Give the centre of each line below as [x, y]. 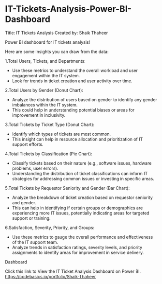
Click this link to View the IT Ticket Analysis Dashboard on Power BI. [73, 271]
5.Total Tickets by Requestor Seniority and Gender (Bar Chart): [67, 188]
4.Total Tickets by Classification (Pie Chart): [49, 154]
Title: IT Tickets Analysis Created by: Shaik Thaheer [57, 33]
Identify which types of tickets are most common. [61, 134]
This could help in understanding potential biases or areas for [73, 110]
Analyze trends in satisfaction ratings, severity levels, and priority [77, 247]
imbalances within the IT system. [45, 105]
